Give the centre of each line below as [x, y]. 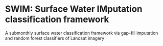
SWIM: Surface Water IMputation [74, 9]
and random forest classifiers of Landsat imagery [55, 38]
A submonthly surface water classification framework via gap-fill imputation [81, 33]
